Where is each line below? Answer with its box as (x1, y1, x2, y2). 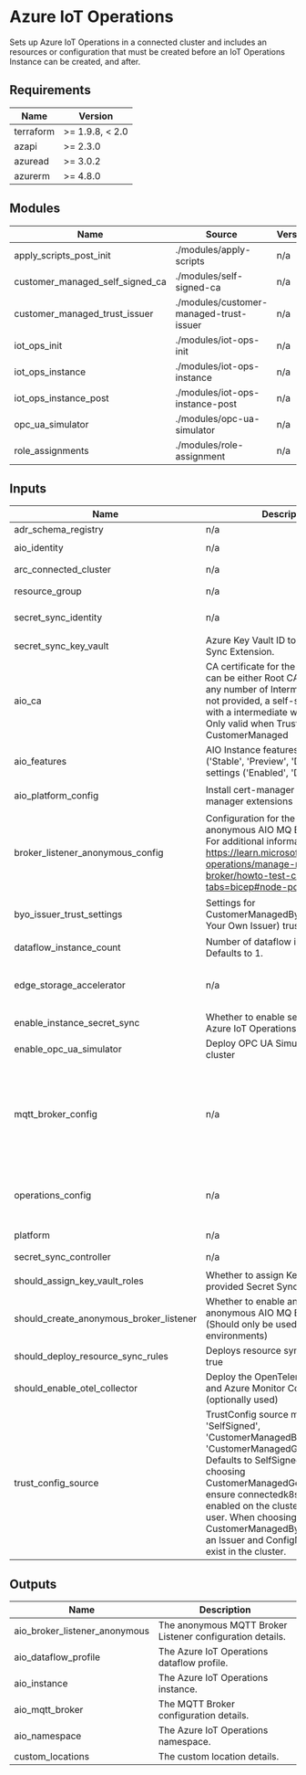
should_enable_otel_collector (14, 1382, 138, 1395)
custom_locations (14, 1750, 89, 1763)
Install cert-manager (205, 784, 295, 797)
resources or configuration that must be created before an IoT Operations (9, 46, 285, 57)
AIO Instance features (205, 744, 299, 756)
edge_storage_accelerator (14, 979, 126, 992)
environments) (205, 1329, 269, 1342)
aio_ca (14, 694, 43, 707)
